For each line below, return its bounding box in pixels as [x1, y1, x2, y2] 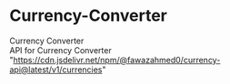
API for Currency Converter [9, 44, 112, 55]
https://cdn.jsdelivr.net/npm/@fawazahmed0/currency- [13, 54, 221, 65]
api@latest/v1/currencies [9, 64, 103, 75]
